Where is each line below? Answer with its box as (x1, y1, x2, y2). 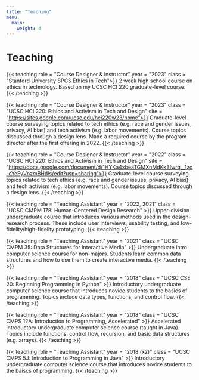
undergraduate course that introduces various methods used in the (6, 213, 171, 221)
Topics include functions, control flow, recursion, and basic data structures (6, 330, 190, 338)
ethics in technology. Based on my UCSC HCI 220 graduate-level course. (6, 84, 186, 91)
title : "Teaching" (6, 8, 52, 15)
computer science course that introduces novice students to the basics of (6, 287, 188, 294)
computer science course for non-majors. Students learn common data (6, 250, 181, 257)
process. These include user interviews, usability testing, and (29, 220, 180, 227)
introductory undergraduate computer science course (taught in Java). (6, 324, 180, 331)
